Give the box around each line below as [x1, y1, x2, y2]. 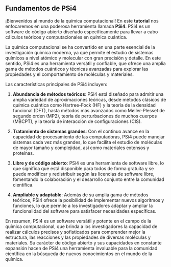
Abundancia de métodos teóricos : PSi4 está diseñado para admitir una [12, 91, 164, 97]
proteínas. [12, 150, 34, 156]
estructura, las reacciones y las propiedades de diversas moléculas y [5, 234, 151, 240]
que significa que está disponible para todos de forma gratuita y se [12, 165, 154, 171]
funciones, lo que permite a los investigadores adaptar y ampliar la [12, 202, 153, 209]
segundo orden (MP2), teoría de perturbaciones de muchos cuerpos [12, 113, 157, 119]
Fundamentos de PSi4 [5, 4, 77, 13]
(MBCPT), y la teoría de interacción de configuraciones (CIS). [12, 118, 142, 125]
